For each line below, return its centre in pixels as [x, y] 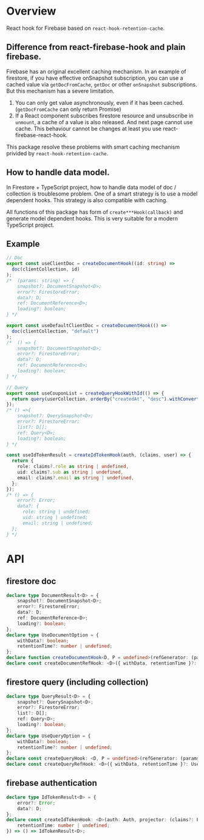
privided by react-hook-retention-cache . [57, 153]
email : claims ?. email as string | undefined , [76, 478]
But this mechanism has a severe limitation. [60, 91]
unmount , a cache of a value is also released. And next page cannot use [104, 122]
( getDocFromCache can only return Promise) [68, 109]
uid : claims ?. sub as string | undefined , [70, 472]
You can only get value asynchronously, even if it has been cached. [99, 102]
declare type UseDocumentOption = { [53, 635]
